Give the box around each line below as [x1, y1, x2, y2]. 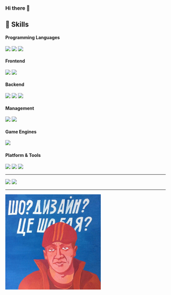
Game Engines [5, 128, 37, 135]
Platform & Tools [5, 152, 41, 158]
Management [5, 105, 35, 111]
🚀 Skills [5, 20, 29, 29]
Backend [5, 81, 24, 88]
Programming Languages [5, 34, 60, 40]
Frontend [5, 58, 25, 64]
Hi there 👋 [5, 5, 31, 12]
